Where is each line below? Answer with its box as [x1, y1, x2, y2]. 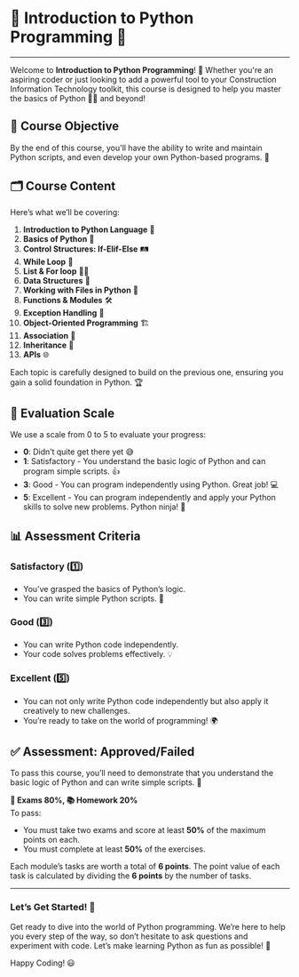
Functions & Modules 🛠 [22, 294, 114, 305]
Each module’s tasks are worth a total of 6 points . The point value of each [10, 861, 280, 872]
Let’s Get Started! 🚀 [10, 901, 96, 914]
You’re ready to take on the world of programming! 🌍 [22, 715, 218, 725]
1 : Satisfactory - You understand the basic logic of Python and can [22, 456, 266, 467]
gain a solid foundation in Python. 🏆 [10, 377, 144, 388]
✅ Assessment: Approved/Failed [10, 744, 195, 759]
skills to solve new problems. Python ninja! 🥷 [22, 501, 186, 512]
